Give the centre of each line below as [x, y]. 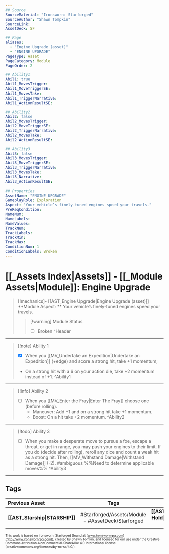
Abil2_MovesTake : [23, 135]
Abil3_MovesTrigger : [27, 158]
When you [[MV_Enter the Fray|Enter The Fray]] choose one [87, 401]
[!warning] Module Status [56, 321]
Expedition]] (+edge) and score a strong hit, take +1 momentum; [92, 361]
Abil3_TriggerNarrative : [31, 168]
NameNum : [14, 214]
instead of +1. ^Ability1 [48, 376]
